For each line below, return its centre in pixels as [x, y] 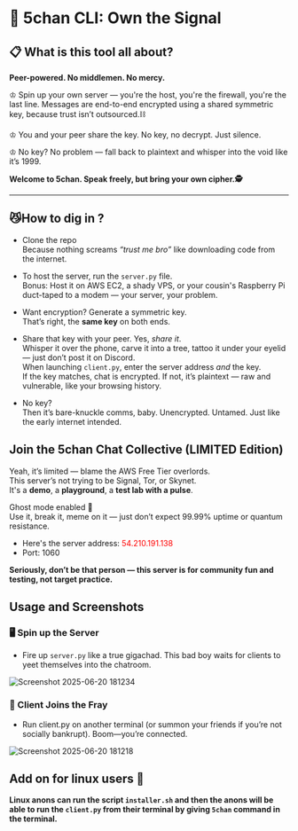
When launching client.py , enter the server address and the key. [141, 366]
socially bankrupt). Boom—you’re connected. [105, 733]
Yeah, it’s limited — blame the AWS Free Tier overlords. [110, 471]
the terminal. [33, 819]
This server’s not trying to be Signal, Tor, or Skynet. [103, 480]
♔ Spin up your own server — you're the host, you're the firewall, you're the [148, 95]
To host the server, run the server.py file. [97, 276]
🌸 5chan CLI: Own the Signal [115, 18]
